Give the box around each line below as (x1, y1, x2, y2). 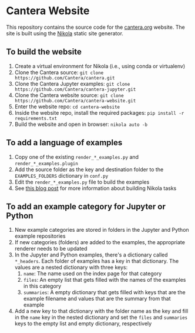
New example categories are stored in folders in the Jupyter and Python (14, 227, 189, 234)
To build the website (6, 47, 82, 57)
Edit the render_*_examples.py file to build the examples (14, 178, 150, 185)
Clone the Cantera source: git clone (14, 69, 104, 76)
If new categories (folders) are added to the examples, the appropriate (14, 239, 185, 246)
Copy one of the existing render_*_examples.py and (14, 153, 139, 160)
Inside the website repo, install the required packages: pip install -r (14, 109, 184, 116)
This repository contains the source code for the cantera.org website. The (6, 24, 185, 31)
